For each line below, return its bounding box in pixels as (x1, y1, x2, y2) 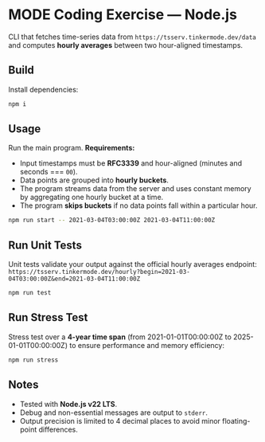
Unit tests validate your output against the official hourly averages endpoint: (8, 260, 257, 269)
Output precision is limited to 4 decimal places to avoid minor (19, 416, 221, 425)
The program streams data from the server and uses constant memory (19, 184, 252, 194)
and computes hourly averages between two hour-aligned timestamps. (8, 40, 244, 49)
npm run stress (8, 356, 59, 364)
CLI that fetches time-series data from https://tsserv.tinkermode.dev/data (8, 32, 256, 41)
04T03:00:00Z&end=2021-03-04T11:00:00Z (8, 275, 141, 284)
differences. (38, 424, 78, 434)
